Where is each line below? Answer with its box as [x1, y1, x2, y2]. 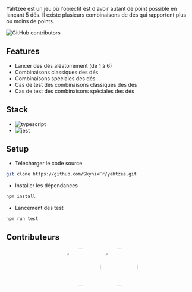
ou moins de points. [6, 18, 55, 24]
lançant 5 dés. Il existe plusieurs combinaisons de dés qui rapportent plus [6, 11, 187, 18]
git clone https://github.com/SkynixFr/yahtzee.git [6, 171, 137, 177]
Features [6, 46, 40, 56]
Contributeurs [6, 232, 60, 243]
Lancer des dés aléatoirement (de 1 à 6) [14, 62, 112, 69]
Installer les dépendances [14, 182, 78, 189]
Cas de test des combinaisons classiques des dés [14, 81, 137, 88]
